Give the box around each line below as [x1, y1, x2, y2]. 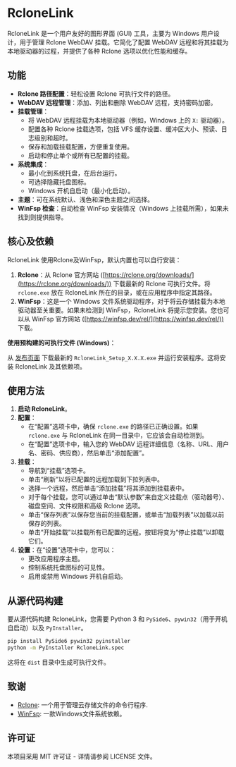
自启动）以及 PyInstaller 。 [7, 624, 87, 632]
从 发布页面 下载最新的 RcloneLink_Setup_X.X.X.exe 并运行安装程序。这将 [7, 353, 220, 362]
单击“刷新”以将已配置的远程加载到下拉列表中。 [27, 475, 163, 484]
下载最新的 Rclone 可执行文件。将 [113, 279, 211, 288]
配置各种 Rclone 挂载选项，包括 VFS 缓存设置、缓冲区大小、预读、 [27, 125, 222, 133]
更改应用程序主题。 [27, 555, 85, 563]
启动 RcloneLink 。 [17, 405, 72, 413]
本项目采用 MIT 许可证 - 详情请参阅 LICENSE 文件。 [7, 752, 156, 761]
